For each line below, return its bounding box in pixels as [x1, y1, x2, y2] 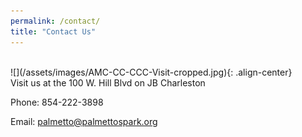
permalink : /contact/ [10, 16, 101, 26]
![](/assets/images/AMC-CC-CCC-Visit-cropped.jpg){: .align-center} [10, 66, 293, 78]
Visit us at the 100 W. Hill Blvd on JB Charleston [10, 76, 206, 89]
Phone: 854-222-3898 [10, 96, 104, 108]
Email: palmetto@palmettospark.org [10, 115, 158, 127]
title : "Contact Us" [10, 26, 97, 37]
